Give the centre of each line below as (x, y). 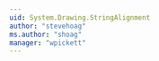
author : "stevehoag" (48, 26)
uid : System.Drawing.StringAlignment (80, 17)
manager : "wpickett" (48, 43)
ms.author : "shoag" (46, 34)
